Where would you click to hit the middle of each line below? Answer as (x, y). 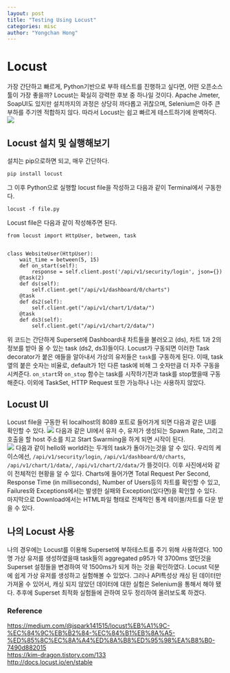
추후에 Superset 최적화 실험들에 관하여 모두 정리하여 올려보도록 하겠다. (111, 593)
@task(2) (32, 278)
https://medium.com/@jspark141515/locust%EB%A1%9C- (89, 626)
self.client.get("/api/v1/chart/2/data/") (93, 326)
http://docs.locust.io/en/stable (50, 662)
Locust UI (28, 405)
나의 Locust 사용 (41, 532)
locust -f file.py (33, 209)
